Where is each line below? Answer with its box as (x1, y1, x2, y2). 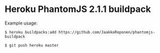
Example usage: (5, 20, 38, 26)
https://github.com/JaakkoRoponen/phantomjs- (58, 29, 155, 34)
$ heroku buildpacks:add (5, 29, 57, 34)
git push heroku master (9, 42, 59, 48)
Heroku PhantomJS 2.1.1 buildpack (5, 3, 151, 15)
